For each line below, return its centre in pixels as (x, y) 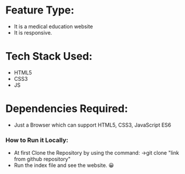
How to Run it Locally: (37, 140)
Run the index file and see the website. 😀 (64, 165)
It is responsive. (33, 32)
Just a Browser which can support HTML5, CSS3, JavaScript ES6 (92, 125)
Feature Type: (40, 10)
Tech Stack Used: (49, 57)
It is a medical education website (53, 26)
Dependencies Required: (67, 109)
